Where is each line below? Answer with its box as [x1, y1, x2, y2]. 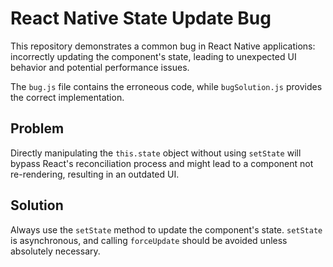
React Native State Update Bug [10, 7, 272, 30]
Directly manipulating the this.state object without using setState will [10, 147, 302, 159]
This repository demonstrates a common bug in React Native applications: [10, 40, 316, 52]
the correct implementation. [10, 91, 125, 103]
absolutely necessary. [10, 245, 101, 257]
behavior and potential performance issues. [10, 61, 190, 73]
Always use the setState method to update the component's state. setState [10, 223, 323, 236]
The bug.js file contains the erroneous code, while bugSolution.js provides [10, 80, 323, 92]
